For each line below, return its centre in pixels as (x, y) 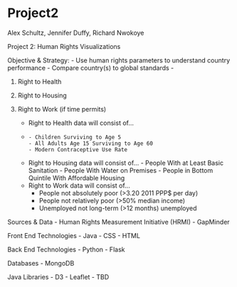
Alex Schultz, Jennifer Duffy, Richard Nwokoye (76, 33)
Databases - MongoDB (41, 263)
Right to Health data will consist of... (81, 123)
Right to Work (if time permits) (62, 109)
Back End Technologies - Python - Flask (66, 249)
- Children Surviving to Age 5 (75, 137)
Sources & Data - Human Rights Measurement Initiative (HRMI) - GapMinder (118, 222)
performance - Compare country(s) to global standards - (91, 67)
